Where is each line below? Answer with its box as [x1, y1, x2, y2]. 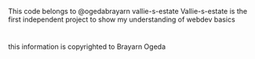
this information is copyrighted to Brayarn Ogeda [8, 42, 166, 51]
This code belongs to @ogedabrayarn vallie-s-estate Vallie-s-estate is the [8, 7, 248, 16]
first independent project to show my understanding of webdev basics [8, 15, 235, 24]
